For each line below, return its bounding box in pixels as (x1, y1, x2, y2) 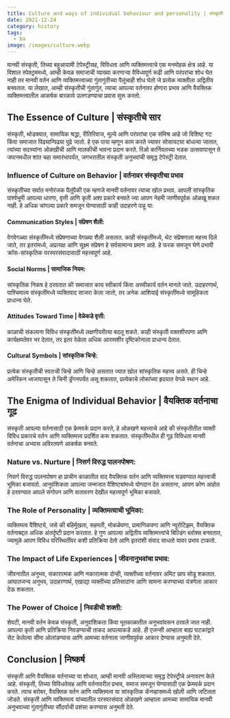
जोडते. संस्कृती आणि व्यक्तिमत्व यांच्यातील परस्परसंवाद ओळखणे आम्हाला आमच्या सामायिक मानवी (7, 695, 213, 703)
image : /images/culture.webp (7, 42, 90, 49)
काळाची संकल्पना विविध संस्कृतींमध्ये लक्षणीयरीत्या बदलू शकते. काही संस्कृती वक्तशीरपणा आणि (7, 327, 207, 336)
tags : (7, 29, 23, 36)
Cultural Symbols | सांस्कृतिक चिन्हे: (7, 351, 98, 360)
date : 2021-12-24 (7, 16, 57, 23)
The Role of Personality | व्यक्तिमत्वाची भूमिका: (7, 505, 144, 515)
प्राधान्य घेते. (7, 296, 32, 304)
